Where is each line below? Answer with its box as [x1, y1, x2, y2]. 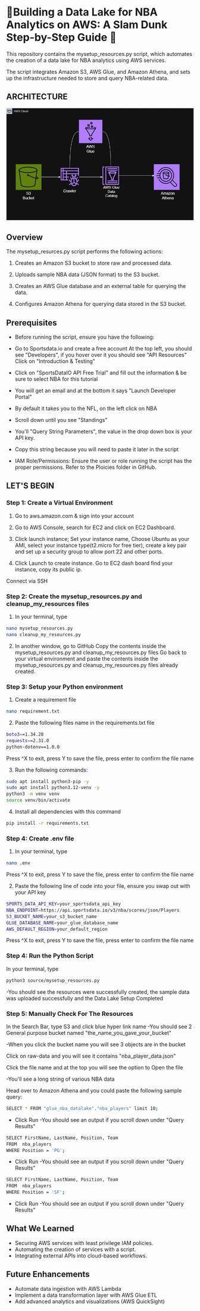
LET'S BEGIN [6, 481, 55, 491]
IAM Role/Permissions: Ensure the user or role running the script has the [14, 458, 192, 465]
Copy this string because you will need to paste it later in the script [14, 446, 179, 453]
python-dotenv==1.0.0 [6, 744, 60, 750]
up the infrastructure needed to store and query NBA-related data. [6, 74, 169, 82]
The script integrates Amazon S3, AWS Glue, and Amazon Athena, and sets [6, 68, 190, 75]
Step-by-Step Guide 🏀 [6, 31, 117, 44]
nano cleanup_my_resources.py [6, 631, 82, 637]
